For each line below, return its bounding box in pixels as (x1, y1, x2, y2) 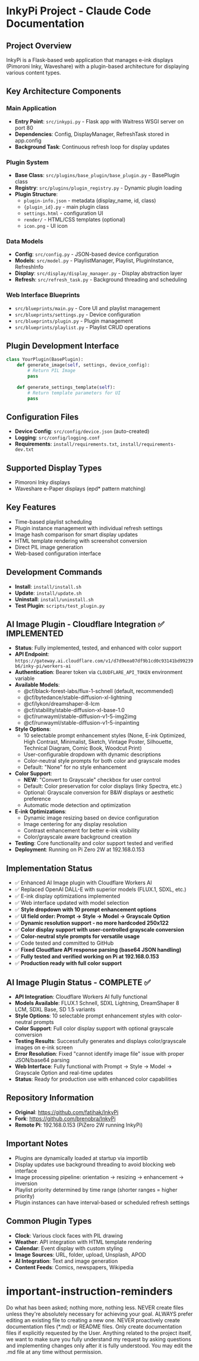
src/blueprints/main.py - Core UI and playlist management (14, 304, 160, 311)
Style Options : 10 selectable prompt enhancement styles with (14, 1012, 166, 1019)
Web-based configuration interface (14, 550, 102, 557)
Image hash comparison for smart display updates (14, 531, 138, 538)
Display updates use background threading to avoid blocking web (14, 1161, 176, 1168)
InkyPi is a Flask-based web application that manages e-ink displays (6, 57, 173, 63)
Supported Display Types (6, 463, 102, 473)
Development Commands (6, 567, 103, 577)
